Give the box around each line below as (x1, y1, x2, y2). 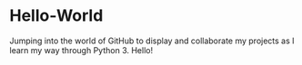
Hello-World (9, 5, 104, 26)
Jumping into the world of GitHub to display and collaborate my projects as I (9, 35, 295, 46)
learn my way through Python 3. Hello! (9, 44, 153, 55)
